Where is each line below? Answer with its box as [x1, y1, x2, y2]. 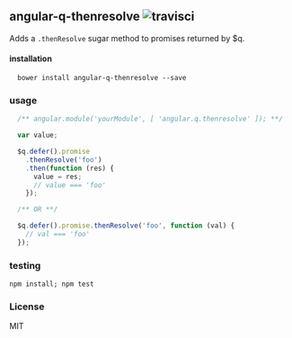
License [9, 300, 45, 313]
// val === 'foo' [25, 230, 91, 239]
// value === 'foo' [32, 181, 106, 190]
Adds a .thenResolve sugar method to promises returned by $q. [9, 32, 245, 43]
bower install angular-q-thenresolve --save [17, 74, 187, 83]
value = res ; [32, 172, 83, 181]
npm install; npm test [9, 280, 94, 289]
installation [9, 53, 52, 64]
